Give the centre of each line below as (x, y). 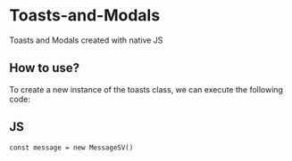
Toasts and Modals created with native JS (86, 40)
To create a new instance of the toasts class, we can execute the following (146, 89)
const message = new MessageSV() (71, 148)
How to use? (45, 68)
